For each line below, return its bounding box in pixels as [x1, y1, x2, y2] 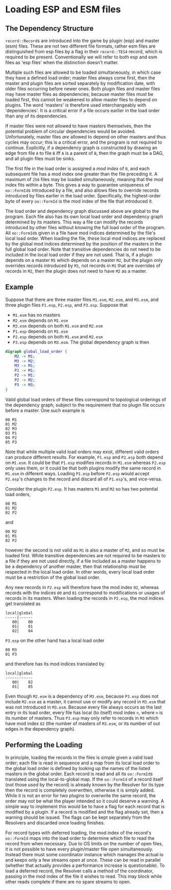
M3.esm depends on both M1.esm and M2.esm [12, 322, 103, 329]
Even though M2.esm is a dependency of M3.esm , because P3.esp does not [5, 693, 159, 699]
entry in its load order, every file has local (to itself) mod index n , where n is [5, 709, 163, 716]
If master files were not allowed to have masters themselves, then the [5, 123, 152, 129]
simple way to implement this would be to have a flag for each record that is [5, 803, 165, 810]
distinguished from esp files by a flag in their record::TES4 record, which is [5, 49, 162, 54]
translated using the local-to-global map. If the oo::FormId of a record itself [5, 776, 163, 782]
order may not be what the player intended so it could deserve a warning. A [5, 798, 164, 804]
